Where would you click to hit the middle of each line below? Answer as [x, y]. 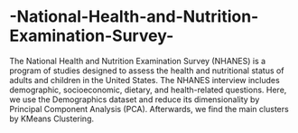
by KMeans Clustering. [52, 119]
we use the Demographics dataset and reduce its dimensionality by [135, 99]
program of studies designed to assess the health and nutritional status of [147, 71]
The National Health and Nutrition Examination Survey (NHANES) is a [138, 61]
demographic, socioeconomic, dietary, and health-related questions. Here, [148, 90]
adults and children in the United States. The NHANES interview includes [144, 80]
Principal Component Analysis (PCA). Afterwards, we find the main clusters [149, 109]
